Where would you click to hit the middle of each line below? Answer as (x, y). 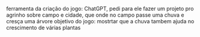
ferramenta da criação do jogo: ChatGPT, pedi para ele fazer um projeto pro (100, 9)
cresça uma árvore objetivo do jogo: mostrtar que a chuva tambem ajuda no (100, 21)
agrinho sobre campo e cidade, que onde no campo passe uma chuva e (95, 15)
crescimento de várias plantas (44, 27)
